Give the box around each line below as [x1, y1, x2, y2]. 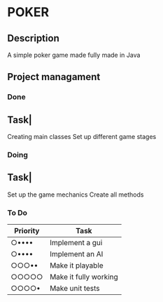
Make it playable [50, 261, 104, 270]
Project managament [7, 71, 101, 83]
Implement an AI [50, 249, 104, 259]
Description [7, 32, 59, 44]
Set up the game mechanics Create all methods [7, 190, 144, 199]
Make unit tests [50, 284, 100, 294]
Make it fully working [50, 272, 119, 282]
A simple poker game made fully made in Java [7, 51, 141, 59]
